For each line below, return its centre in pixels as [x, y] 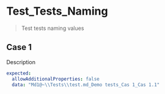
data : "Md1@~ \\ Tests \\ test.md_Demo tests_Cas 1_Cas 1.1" [86, 85]
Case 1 [19, 47]
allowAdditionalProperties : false [56, 79]
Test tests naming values [53, 28]
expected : [19, 73]
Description [21, 62]
